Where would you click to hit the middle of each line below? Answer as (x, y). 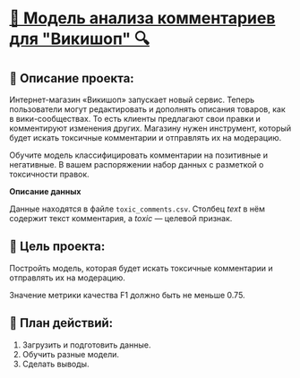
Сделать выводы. (56, 364)
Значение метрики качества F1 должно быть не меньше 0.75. (127, 295)
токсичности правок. (49, 174)
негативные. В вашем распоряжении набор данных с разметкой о (137, 164)
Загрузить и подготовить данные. (86, 345)
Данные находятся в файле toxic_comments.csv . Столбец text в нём (137, 209)
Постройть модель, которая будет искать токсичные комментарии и (141, 268)
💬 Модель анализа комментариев (142, 18)
